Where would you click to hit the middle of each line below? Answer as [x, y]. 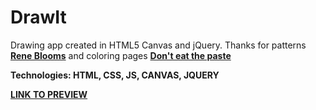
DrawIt [38, 17]
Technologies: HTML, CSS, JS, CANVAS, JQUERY [115, 75]
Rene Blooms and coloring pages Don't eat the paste [121, 55]
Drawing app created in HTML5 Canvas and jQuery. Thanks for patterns [158, 45]
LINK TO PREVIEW [49, 94]
